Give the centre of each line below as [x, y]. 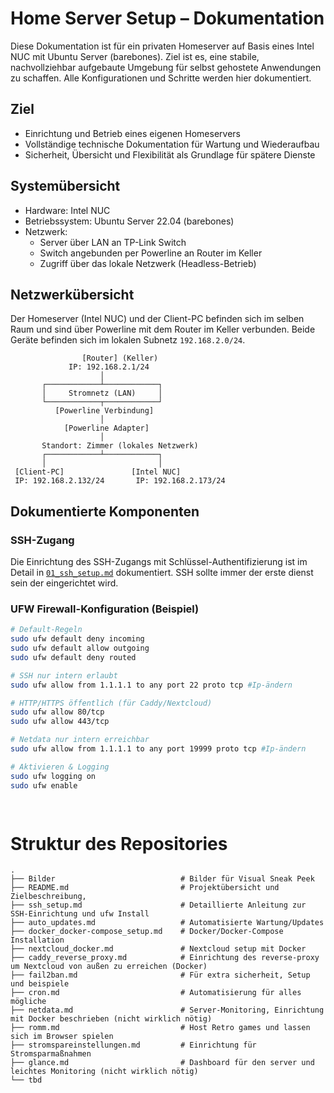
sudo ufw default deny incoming [77, 639]
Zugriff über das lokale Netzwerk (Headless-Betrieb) [148, 263]
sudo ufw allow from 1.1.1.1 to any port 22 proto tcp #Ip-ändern [151, 685]
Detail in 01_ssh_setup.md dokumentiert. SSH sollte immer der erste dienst [162, 573]
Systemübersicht [65, 186]
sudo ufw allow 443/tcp [60, 722]
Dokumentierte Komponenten [105, 511]
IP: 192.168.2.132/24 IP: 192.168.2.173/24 [120, 481]
